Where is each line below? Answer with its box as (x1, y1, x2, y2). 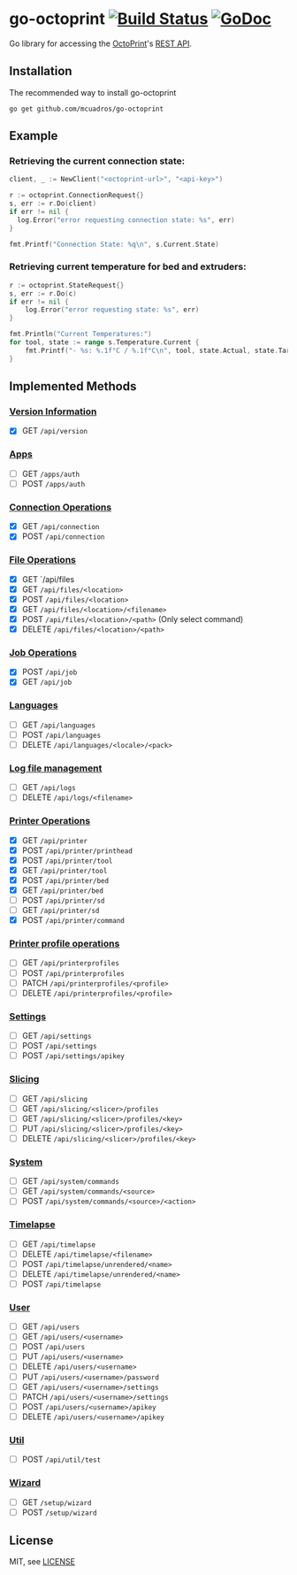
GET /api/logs (21, 782, 77, 793)
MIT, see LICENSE (9, 1556, 75, 1567)
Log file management (9, 762, 103, 774)
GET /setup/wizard (21, 1496, 92, 1508)
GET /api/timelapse (21, 1239, 95, 1249)
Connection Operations (9, 501, 112, 513)
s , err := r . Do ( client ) (9, 199, 97, 208)
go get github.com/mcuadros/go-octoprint (9, 104, 164, 113)
